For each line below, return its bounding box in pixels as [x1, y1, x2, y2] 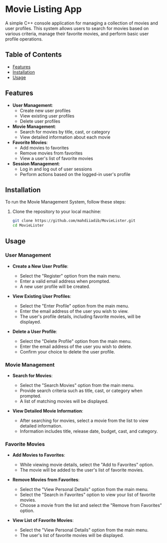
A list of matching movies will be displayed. [19, 398, 109, 404]
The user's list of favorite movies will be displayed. [19, 532, 124, 538]
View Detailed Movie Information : [12, 408, 83, 414]
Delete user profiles [19, 118, 61, 124]
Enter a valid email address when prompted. [19, 278, 111, 284]
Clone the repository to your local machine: [12, 208, 101, 214]
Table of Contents [5, 50, 62, 59]
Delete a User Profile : [12, 328, 57, 334]
